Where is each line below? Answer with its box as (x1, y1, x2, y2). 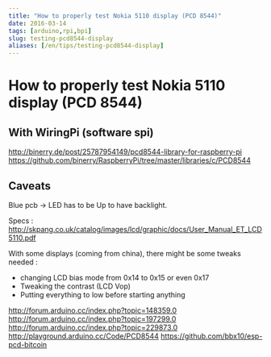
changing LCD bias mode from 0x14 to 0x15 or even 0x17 (19, 272, 210, 282)
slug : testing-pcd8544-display (8, 34, 114, 43)
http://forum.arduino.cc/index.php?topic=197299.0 (8, 313, 177, 323)
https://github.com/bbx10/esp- (161, 331, 263, 341)
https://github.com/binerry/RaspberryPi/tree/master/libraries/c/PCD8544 (8, 156, 252, 165)
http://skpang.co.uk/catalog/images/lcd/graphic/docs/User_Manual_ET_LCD (8, 224, 262, 234)
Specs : (8, 215, 34, 226)
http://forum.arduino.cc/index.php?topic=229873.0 (8, 322, 178, 332)
